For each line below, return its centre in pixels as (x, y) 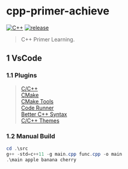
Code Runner (37, 108)
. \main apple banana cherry (41, 160)
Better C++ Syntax (44, 114)
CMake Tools (37, 101)
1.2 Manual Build (31, 136)
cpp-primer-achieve (58, 11)
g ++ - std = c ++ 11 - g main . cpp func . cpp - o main (64, 154)
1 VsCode (24, 58)
